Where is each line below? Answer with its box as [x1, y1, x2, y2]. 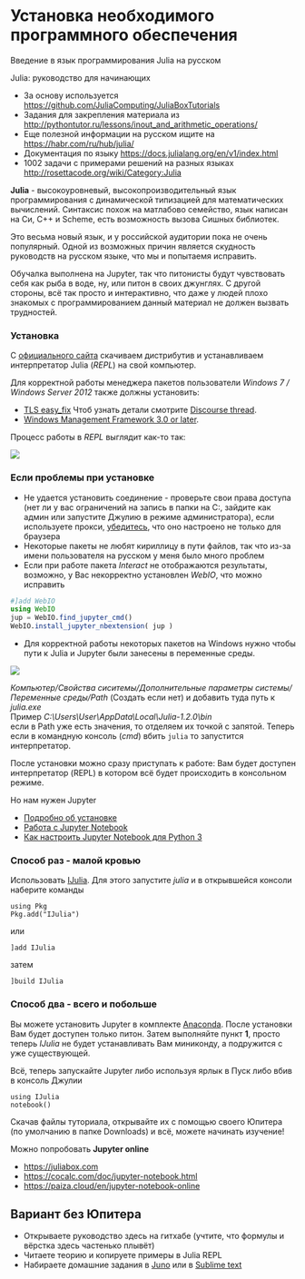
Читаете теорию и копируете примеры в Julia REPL [23, 1250, 222, 1261]
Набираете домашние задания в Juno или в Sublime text [23, 1259, 242, 1271]
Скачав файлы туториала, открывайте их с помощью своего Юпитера [10, 1116, 283, 1127]
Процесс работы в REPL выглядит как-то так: [10, 432, 186, 443]
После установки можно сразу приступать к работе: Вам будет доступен [10, 758, 296, 769]
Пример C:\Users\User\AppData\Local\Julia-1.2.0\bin [10, 712, 212, 723]
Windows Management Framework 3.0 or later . [23, 414, 199, 425]
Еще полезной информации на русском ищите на [23, 128, 216, 139]
